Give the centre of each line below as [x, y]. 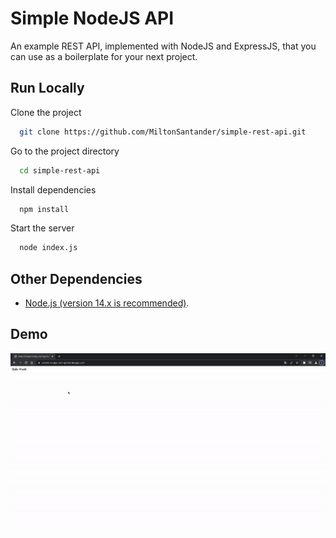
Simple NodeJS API [92, 18]
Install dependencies [53, 189]
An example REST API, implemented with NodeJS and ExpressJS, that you [163, 46]
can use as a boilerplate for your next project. [104, 56]
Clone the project [46, 112]
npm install [44, 209]
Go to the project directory [65, 151]
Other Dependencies [76, 278]
